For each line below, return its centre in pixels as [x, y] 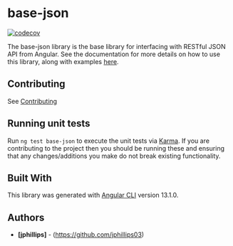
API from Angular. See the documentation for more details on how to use [114, 54]
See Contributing [32, 101]
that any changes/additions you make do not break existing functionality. [114, 156]
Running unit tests [49, 123]
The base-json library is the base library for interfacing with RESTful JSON [116, 46]
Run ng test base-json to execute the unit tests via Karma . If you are [109, 141]
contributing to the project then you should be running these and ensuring [116, 148]
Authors [26, 217]
